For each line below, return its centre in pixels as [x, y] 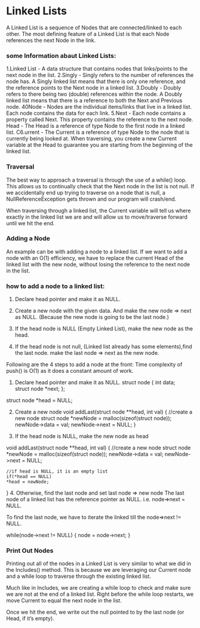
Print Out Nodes [30, 551]
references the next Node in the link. [51, 40]
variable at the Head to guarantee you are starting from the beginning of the [99, 145]
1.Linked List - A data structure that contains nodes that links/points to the [97, 69]
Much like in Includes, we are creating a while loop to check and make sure [99, 588]
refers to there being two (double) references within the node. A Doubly [94, 94]
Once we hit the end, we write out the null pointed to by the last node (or [95, 612]
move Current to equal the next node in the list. [64, 601]
